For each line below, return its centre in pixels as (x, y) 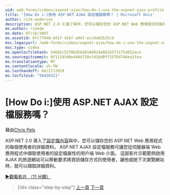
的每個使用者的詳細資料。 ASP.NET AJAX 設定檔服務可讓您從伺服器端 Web (83, 147)
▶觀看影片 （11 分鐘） (28, 176)
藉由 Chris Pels (20, 130)
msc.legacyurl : (21, 43)
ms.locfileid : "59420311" (32, 76)
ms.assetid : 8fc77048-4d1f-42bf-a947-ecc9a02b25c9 (60, 38)
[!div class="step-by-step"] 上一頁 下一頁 (61, 187)
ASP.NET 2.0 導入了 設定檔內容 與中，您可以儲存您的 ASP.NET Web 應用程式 (84, 140)
